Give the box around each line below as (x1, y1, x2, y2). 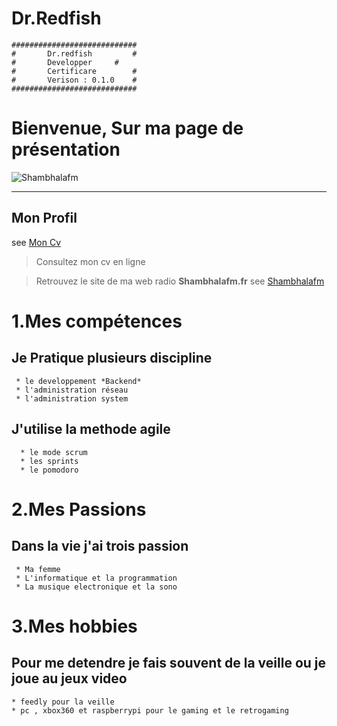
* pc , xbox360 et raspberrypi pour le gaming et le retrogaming (11, 705, 289, 716)
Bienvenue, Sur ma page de (11, 117, 244, 140)
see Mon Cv (11, 236, 62, 248)
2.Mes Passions (11, 498, 147, 521)
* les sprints (20, 456, 79, 466)
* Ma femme (15, 564, 61, 574)
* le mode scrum (20, 447, 88, 457)
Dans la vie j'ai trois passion (11, 538, 189, 555)
